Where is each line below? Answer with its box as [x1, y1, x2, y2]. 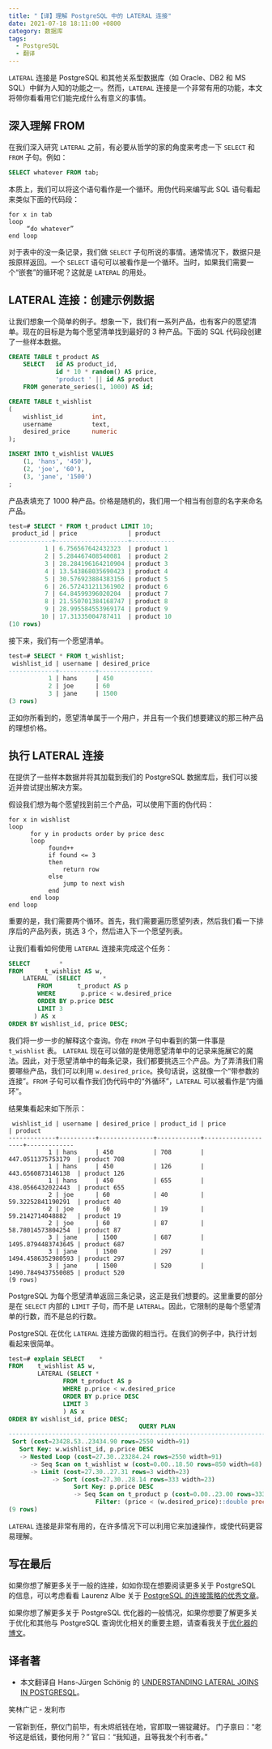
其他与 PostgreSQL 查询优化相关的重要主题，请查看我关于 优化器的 [36, 1618, 258, 1627]
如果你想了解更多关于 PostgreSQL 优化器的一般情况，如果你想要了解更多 [8, 1607, 251, 1618]
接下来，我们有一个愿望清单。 [8, 636, 108, 645]
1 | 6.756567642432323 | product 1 [44, 545, 168, 553]
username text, [23, 420, 111, 428]
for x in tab [8, 210, 53, 219]
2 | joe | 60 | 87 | [48, 1219, 205, 1227]
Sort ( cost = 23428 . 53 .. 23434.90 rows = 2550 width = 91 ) [11, 1438, 190, 1446]
